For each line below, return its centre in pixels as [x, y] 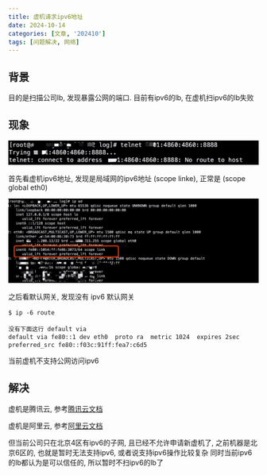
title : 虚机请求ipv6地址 [46, 17]
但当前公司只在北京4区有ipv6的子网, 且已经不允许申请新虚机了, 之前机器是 [130, 442]
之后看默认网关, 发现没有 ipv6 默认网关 [72, 296]
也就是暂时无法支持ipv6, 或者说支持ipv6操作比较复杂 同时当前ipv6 [145, 452]
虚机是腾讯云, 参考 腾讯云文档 [56, 408]
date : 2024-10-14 [37, 25]
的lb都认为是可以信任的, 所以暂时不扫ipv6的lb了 [86, 462]
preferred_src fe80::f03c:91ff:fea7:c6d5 [78, 345]
